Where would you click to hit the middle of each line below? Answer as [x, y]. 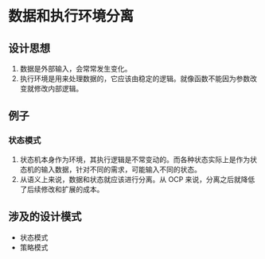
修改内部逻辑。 [58, 89]
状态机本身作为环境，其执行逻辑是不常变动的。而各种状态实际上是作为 [135, 159]
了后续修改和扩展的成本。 [62, 189]
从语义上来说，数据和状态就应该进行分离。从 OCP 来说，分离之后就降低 [137, 179]
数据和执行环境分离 [71, 16]
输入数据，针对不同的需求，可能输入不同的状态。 [121, 169]
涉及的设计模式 [45, 216]
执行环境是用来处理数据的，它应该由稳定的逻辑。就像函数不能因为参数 [135, 79]
